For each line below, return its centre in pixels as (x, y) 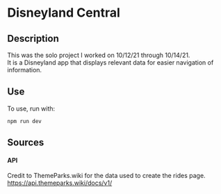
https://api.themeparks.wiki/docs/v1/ (60, 183)
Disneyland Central (64, 13)
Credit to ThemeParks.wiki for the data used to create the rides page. (107, 176)
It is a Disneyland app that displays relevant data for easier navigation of (110, 63)
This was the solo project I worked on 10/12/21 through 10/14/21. (99, 55)
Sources (26, 143)
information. (25, 70)
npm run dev (24, 121)
